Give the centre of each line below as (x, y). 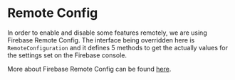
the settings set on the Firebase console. (67, 55)
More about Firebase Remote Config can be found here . (89, 69)
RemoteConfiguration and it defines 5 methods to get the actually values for (117, 47)
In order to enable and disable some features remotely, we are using (108, 33)
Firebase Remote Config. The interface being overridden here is (101, 40)
